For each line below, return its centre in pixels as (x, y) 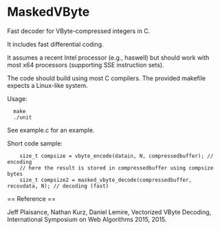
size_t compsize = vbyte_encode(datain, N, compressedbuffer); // (117, 156)
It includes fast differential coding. (56, 44)
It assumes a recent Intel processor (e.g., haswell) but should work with (108, 57)
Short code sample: (35, 143)
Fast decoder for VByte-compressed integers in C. (79, 31)
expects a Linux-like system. (47, 85)
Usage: (17, 99)
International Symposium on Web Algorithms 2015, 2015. (87, 219)
